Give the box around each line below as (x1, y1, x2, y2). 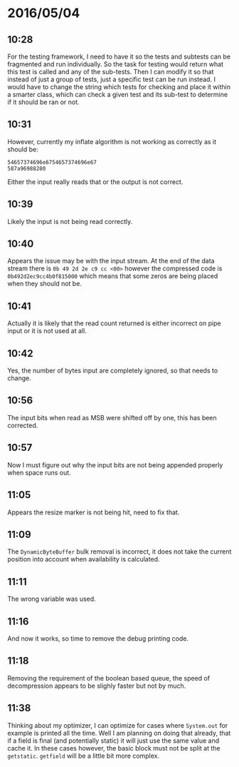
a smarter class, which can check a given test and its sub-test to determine (7, 91, 228, 98)
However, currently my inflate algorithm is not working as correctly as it (7, 137, 217, 146)
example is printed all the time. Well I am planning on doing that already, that (7, 728, 231, 737)
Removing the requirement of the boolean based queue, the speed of (7, 674, 211, 682)
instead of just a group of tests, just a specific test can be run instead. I (7, 75, 216, 83)
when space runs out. (7, 468, 71, 477)
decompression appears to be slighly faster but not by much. (7, 681, 186, 690)
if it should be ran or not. (7, 98, 80, 106)
